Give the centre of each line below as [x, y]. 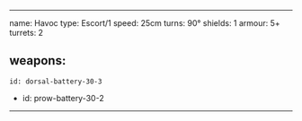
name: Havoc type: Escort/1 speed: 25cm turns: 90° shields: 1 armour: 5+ [145, 23]
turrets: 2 [26, 33]
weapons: [38, 60]
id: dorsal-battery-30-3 [56, 82]
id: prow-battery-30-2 [63, 98]
